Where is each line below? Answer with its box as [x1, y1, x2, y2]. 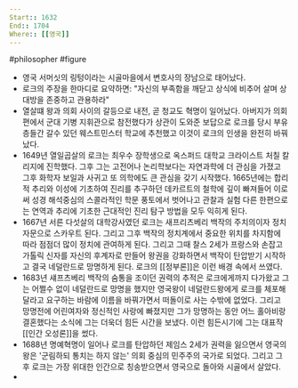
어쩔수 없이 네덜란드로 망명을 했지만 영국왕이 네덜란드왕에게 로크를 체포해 [31, 284, 286, 295]
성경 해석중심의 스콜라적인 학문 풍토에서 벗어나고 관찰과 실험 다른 [31, 195, 258, 206]
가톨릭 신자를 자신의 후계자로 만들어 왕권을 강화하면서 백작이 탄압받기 [21, 250, 262, 261]
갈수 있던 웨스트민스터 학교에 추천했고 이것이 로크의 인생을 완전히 [45, 128, 272, 139]
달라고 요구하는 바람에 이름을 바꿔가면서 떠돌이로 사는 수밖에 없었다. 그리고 [21, 295, 282, 305]
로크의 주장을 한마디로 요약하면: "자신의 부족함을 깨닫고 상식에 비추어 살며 [21, 84, 278, 94]
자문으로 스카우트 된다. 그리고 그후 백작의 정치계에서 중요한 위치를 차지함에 [21, 228, 282, 238]
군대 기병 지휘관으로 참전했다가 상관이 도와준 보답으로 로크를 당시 [45, 117, 272, 127]
